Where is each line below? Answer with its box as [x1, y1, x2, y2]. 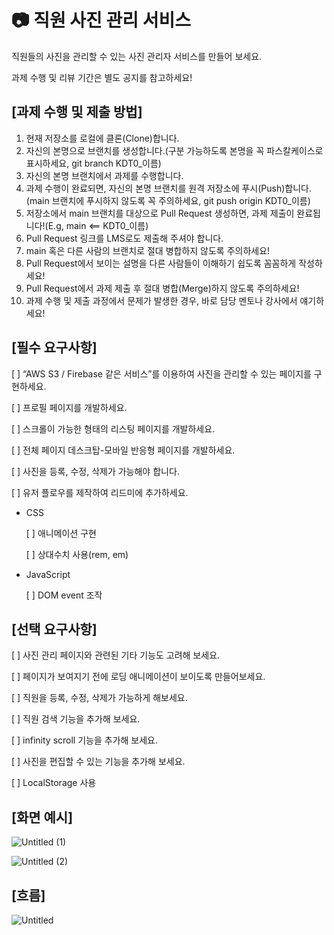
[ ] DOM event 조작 [25, 589, 103, 601]
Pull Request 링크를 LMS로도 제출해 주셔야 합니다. [25, 232, 224, 244]
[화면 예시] [11, 809, 74, 826]
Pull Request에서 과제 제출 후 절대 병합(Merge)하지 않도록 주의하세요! [25, 282, 300, 294]
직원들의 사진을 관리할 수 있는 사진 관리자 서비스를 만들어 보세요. [11, 50, 263, 62]
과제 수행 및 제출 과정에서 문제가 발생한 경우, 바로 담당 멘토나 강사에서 [25, 294, 298, 306]
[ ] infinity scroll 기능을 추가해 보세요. [11, 734, 159, 746]
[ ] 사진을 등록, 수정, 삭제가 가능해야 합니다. [11, 465, 180, 477]
